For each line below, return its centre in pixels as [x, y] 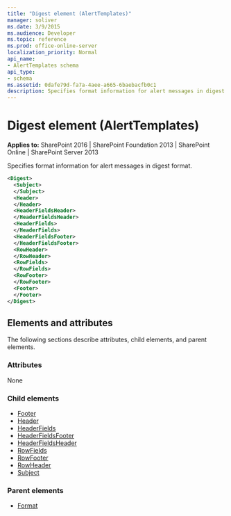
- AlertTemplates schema [43, 65]
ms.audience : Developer [42, 33]
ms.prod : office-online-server [52, 46]
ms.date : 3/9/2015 [34, 26]
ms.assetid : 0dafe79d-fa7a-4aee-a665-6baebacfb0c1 [82, 85]
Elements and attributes [60, 323]
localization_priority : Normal [52, 53]
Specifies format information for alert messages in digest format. [100, 166]
